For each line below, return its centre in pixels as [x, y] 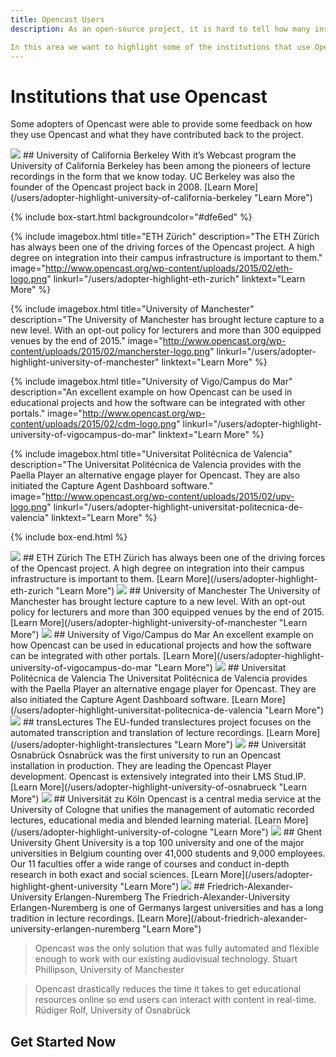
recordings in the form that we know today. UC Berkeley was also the [153, 177]
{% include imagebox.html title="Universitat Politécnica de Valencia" [151, 454]
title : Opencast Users [57, 19]
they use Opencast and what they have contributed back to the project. [157, 135]
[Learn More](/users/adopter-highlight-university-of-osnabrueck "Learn [158, 787]
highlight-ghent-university [64, 887]
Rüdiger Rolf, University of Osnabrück [113, 1010]
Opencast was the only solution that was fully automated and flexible [177, 948]
